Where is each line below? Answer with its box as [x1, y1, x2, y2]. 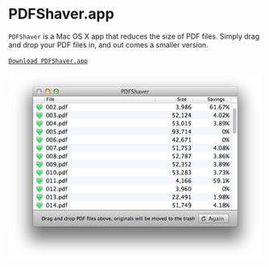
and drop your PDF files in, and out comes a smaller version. [8, 39, 209, 49]
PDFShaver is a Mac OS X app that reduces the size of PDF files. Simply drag [8, 31, 260, 41]
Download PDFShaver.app [8, 57, 89, 65]
